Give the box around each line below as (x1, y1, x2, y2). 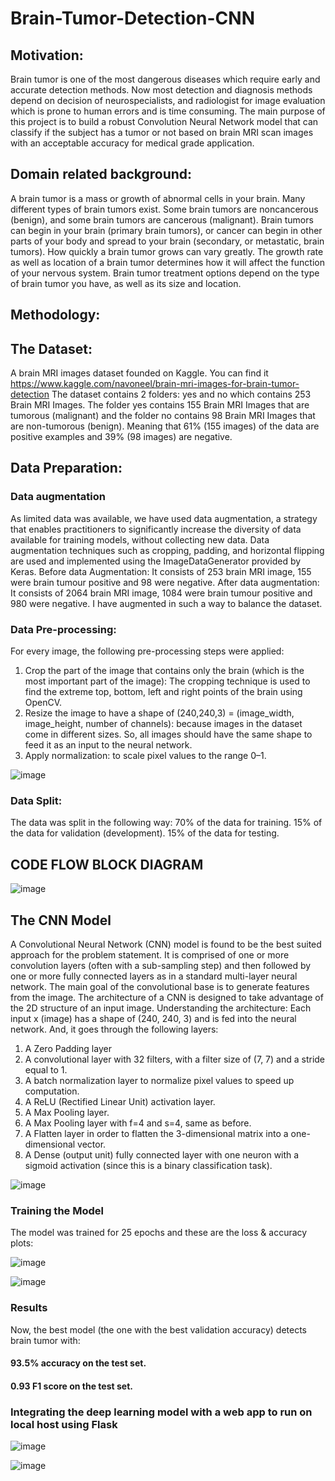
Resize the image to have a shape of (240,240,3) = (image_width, (24, 707, 295, 719)
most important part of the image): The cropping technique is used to (24, 675, 311, 687)
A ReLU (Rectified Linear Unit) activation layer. (24, 1095, 216, 1107)
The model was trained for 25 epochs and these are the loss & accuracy (10, 1227, 308, 1239)
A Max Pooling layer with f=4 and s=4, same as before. (24, 1117, 252, 1129)
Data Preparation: (10, 460, 123, 477)
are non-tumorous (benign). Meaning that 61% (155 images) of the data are (10, 420, 320, 432)
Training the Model (10, 1203, 104, 1217)
